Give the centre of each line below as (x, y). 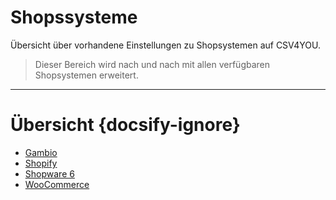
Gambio (41, 152)
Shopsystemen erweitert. (86, 75)
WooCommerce (57, 184)
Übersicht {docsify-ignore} (125, 125)
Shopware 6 (49, 173)
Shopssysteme (74, 17)
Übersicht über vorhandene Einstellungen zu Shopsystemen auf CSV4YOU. (166, 45)
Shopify (41, 163)
